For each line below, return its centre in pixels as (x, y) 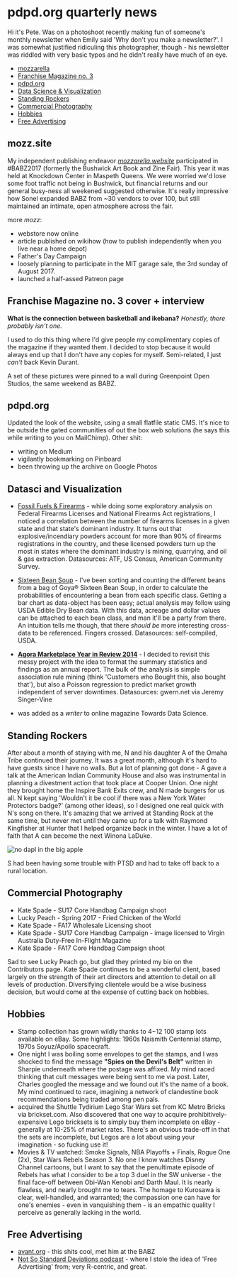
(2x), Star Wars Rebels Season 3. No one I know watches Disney (111, 1159)
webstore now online (48, 233)
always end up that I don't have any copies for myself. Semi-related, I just (114, 354)
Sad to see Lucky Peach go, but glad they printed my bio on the (100, 961)
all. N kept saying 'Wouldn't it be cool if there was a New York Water (107, 798)
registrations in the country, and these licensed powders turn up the (116, 544)
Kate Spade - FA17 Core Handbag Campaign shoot (91, 948)
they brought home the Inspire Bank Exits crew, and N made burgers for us (116, 790)
